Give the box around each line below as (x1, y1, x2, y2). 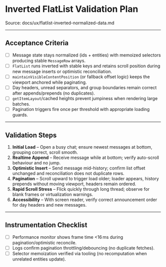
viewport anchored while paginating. (12, 79, 87, 85)
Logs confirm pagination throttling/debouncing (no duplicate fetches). (12, 245, 155, 251)
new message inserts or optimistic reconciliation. (12, 68, 112, 74)
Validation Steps (5, 131, 57, 139)
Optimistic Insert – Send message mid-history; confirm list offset (12, 165, 146, 171)
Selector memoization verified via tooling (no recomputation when (12, 250, 147, 256)
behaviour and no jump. (12, 160, 61, 165)
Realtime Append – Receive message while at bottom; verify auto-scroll (12, 155, 159, 160)
